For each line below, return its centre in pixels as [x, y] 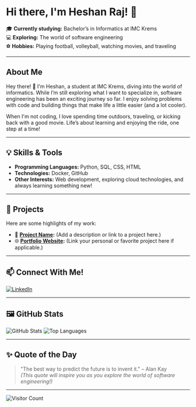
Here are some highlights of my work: [51, 223]
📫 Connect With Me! [45, 272]
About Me [24, 72]
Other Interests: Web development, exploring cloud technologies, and [99, 179]
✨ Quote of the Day [41, 355]
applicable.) [29, 248]
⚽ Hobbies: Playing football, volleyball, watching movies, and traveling [91, 46]
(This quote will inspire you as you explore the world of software [98, 375]
